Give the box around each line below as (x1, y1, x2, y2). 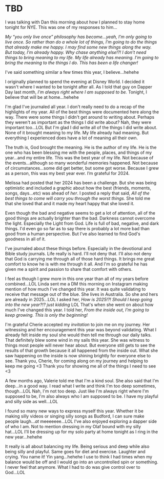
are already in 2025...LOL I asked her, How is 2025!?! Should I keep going (5, 296, 153, 302)
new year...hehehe (5, 434, 42, 440)
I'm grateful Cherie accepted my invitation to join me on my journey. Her (5, 321, 150, 327)
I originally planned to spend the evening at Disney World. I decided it (5, 79, 145, 85)
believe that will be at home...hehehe (5, 94, 79, 100)
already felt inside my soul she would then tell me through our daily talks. (5, 332, 152, 338)
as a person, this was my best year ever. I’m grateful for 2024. (5, 170, 130, 176)
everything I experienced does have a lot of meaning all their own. (5, 135, 138, 141)
